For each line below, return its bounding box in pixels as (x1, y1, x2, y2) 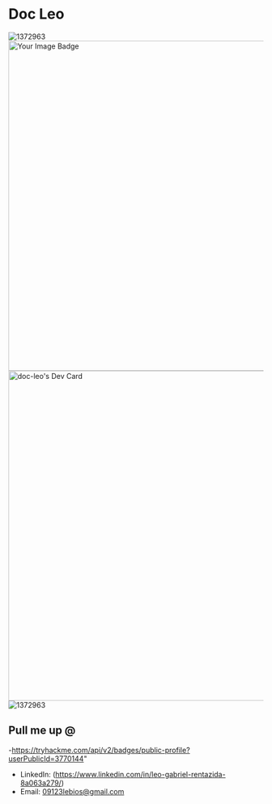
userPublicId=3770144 (8, 754, 84, 764)
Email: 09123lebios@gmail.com (19, 786, 125, 796)
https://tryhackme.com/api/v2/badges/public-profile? (11, 745, 190, 755)
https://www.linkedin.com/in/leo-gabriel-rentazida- (55, 769, 226, 779)
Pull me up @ (8, 724, 76, 738)
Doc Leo (8, 5, 65, 23)
